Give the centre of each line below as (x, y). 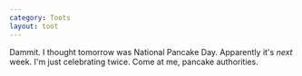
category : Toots (40, 18)
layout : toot (34, 26)
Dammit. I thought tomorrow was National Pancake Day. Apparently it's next (151, 52)
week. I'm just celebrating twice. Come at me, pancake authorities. (134, 62)
